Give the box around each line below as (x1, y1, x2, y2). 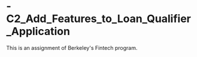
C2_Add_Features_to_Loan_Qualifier (6, 12, 192, 26)
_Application (6, 25, 71, 38)
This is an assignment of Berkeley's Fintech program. (6, 44, 138, 51)
